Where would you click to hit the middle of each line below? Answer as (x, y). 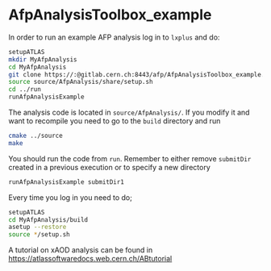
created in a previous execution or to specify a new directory (110, 167)
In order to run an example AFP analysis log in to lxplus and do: (114, 37)
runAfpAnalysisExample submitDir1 (67, 182)
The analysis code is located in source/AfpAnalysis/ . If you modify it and (129, 113)
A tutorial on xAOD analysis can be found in (81, 250)
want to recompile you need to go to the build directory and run (115, 121)
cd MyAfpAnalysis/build (48, 219)
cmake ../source (35, 136)
